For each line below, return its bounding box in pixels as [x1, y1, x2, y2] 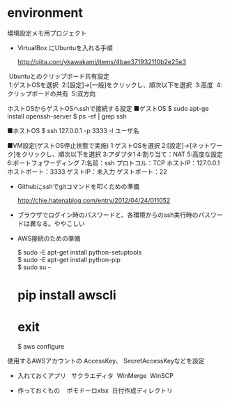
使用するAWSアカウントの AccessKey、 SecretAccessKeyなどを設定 [7, 357, 205, 365]
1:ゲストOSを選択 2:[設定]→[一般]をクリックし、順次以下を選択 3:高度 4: [8, 80, 223, 89]
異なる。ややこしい [29, 219, 85, 227]
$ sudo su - [17, 263, 51, 271]
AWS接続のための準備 [17, 234, 81, 242]
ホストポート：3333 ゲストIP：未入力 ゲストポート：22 [7, 167, 167, 176]
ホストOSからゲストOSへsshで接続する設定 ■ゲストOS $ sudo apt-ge [7, 104, 209, 112]
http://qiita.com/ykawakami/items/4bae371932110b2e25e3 [17, 57, 187, 66]
